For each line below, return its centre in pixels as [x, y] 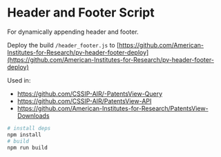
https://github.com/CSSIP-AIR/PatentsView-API [84, 101]
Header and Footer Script [81, 13]
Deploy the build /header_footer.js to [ [63, 45]
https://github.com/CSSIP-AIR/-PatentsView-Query [90, 94]
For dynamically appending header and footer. [73, 32]
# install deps [29, 128]
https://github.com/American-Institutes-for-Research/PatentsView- [113, 108]
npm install [24, 135]
